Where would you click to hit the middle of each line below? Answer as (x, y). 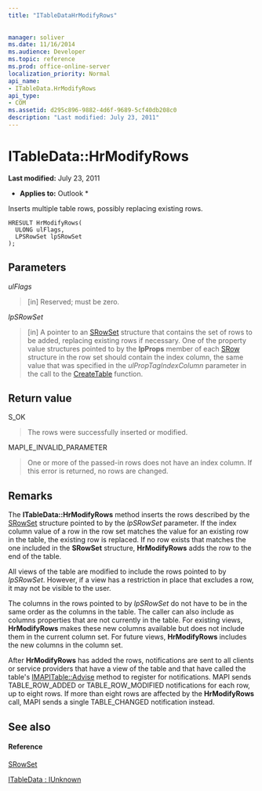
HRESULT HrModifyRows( (45, 223)
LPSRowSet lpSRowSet (49, 236)
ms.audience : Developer (47, 52)
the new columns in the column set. (65, 645)
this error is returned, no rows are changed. (98, 471)
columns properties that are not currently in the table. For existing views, (126, 620)
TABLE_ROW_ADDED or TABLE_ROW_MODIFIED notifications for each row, (129, 685)
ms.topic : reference (42, 60)
